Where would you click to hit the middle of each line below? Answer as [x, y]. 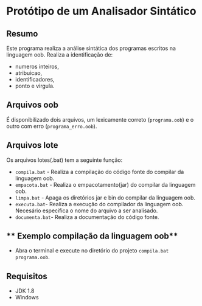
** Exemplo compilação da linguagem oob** [92, 236]
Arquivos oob [33, 105]
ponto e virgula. [35, 86]
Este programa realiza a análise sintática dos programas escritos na [91, 48]
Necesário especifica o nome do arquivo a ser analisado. [86, 210]
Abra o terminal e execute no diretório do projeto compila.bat [92, 251]
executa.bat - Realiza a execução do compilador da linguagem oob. [99, 204]
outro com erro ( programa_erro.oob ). [52, 126]
